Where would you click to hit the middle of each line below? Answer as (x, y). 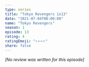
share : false (18, 46)
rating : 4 (15, 37)
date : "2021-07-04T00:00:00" (34, 18)
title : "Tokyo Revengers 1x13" (36, 14)
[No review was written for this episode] (45, 59)
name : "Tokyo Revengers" (30, 23)
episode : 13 (17, 32)
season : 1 (15, 28)
